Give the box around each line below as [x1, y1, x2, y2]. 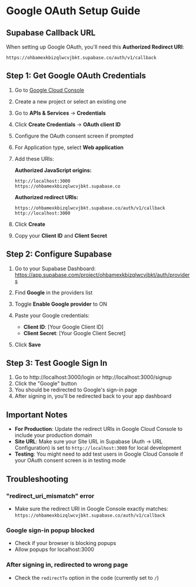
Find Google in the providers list [14, 288, 93, 296]
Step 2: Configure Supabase [6, 249, 112, 260]
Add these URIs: [14, 155, 54, 162]
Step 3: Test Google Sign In [6, 358, 108, 368]
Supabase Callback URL [6, 28, 96, 38]
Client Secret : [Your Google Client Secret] [23, 329, 126, 336]
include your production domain [14, 432, 92, 439]
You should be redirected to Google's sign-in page [14, 386, 137, 394]
